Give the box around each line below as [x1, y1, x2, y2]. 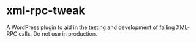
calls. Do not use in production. [18, 30, 97, 37]
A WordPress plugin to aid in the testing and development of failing [6, 24, 175, 31]
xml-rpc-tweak [6, 4, 85, 18]
